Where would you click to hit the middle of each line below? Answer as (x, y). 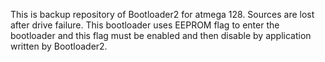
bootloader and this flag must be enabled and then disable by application (161, 35)
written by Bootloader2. (59, 46)
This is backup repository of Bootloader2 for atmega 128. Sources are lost (162, 14)
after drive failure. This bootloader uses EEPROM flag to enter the (145, 25)
